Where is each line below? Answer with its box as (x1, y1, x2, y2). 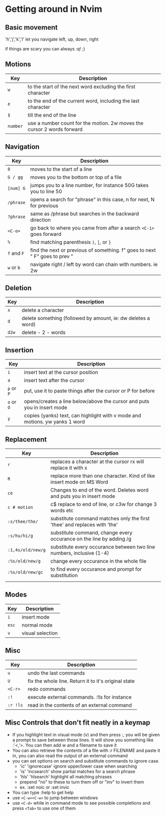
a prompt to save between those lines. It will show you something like (12, 737, 154, 743)
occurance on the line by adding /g (50, 536, 132, 543)
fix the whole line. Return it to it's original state (28, 678, 135, 684)
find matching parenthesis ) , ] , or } (30, 238, 111, 245)
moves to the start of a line (30, 166, 92, 173)
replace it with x (50, 464, 87, 471)
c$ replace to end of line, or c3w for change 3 (50, 501, 157, 508)
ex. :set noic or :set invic (19, 784, 70, 790)
